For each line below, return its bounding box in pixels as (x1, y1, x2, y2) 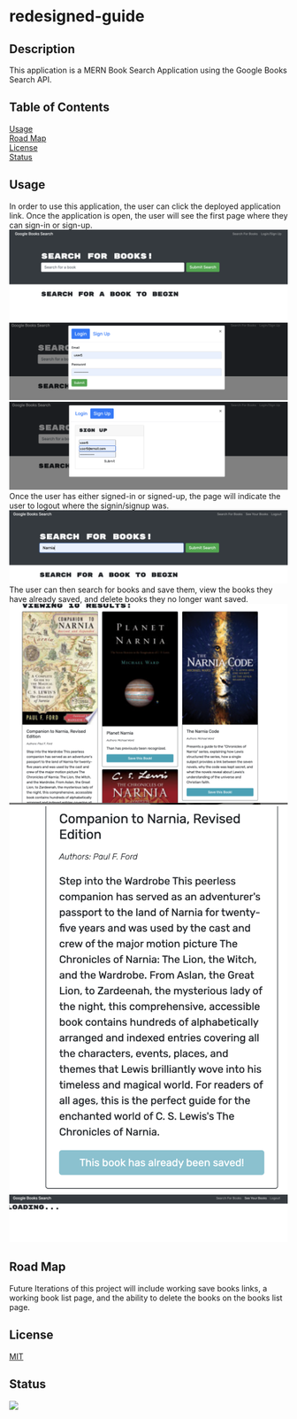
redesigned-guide (9, 6, 145, 27)
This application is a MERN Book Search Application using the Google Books (9, 65, 287, 75)
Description (9, 42, 75, 57)
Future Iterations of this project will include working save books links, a (9, 1283, 268, 1293)
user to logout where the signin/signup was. (9, 500, 170, 511)
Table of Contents (9, 100, 110, 115)
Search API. (9, 74, 52, 85)
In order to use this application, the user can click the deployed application (9, 201, 281, 212)
